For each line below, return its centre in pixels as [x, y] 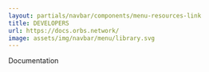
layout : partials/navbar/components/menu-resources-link [105, 16]
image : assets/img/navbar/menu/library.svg [82, 38]
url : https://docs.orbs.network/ [64, 30]
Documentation [34, 61]
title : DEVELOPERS [39, 23]
